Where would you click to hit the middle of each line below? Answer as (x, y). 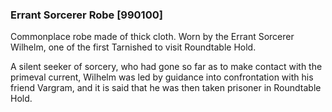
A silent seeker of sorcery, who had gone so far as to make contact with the (166, 67)
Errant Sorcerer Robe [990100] (86, 15)
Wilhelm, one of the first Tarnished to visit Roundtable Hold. (133, 47)
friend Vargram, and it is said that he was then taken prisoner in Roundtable (166, 88)
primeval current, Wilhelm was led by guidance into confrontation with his (162, 77)
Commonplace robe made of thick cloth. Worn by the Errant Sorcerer (152, 37)
